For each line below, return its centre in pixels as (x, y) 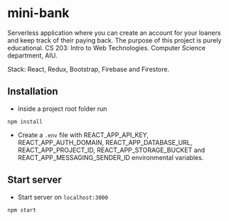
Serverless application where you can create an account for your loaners (114, 33)
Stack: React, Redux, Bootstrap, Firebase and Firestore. (88, 69)
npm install (25, 122)
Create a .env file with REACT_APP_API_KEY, (83, 135)
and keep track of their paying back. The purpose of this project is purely (114, 40)
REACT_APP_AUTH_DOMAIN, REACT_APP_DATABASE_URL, (105, 142)
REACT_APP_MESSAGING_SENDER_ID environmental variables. (111, 157)
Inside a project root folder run (62, 109)
